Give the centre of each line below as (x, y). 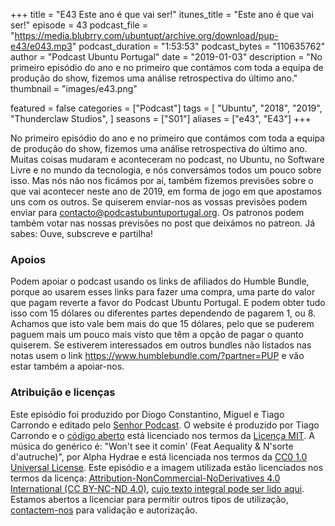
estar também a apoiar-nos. (67, 366)
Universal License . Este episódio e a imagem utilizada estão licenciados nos (167, 467)
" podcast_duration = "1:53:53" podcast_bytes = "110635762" (198, 46)
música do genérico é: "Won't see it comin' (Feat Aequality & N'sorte (152, 446)
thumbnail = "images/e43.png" (74, 88)
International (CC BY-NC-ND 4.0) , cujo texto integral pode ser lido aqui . (157, 488)
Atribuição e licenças (63, 392)
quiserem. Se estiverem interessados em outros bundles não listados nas (161, 345)
